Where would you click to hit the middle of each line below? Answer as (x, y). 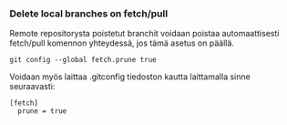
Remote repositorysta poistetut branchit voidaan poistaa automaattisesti (144, 34)
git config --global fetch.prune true (83, 60)
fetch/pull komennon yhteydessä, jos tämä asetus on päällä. (122, 43)
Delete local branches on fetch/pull (89, 14)
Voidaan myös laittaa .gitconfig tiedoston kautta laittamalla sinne (130, 77)
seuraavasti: (32, 87)
